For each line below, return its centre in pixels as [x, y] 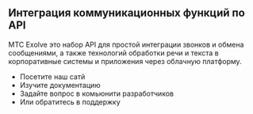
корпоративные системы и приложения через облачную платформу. [125, 61]
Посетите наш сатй [52, 76]
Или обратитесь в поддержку [70, 101]
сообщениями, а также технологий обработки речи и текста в [114, 53]
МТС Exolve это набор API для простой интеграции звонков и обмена [126, 44]
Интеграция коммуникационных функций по [127, 13]
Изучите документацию [60, 85]
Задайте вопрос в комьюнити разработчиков [97, 93]
